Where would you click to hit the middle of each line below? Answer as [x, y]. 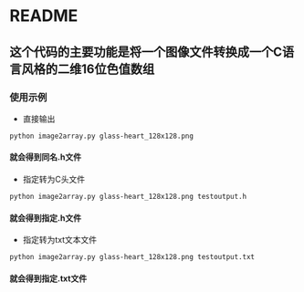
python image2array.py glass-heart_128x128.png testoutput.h [128, 197]
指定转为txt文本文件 [60, 240]
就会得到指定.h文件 [46, 218]
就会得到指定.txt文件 [48, 278]
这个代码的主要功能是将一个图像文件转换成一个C [146, 52]
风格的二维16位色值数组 [88, 69]
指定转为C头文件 [54, 180]
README [44, 16]
